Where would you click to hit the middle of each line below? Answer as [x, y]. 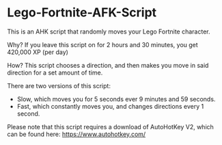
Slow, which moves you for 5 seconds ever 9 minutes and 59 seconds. [116, 99]
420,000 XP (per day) [38, 52]
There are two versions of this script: [59, 85]
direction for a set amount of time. [55, 72]
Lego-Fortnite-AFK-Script [82, 13]
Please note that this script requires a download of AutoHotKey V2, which [110, 127]
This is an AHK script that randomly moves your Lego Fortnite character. [109, 31]
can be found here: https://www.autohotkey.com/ [77, 134]
